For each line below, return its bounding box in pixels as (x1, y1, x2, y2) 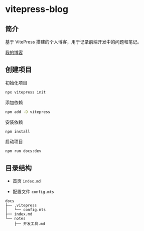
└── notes (5, 216, 26, 221)
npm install (5, 129, 30, 134)
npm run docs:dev (5, 148, 42, 153)
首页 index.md (12, 178, 41, 184)
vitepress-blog (5, 3, 69, 15)
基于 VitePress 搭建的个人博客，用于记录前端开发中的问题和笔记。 (5, 39, 142, 44)
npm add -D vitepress (5, 109, 51, 114)
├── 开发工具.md (14, 221, 45, 226)
